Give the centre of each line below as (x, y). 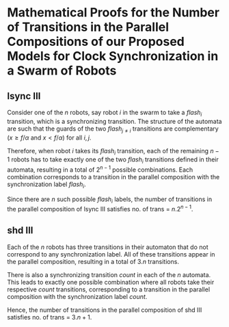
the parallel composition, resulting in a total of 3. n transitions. (93, 261)
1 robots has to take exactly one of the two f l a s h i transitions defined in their (113, 160)
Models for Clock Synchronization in (113, 56)
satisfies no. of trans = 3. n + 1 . (50, 317)
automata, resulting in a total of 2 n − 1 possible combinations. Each (100, 169)
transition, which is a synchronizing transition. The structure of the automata (114, 121)
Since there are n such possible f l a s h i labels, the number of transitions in (110, 200)
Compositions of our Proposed (96, 42)
